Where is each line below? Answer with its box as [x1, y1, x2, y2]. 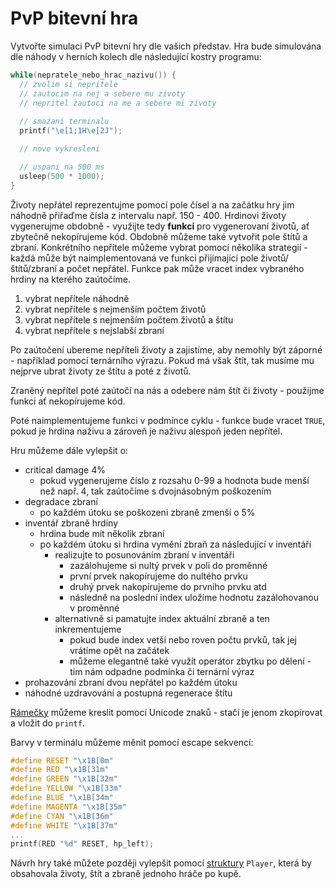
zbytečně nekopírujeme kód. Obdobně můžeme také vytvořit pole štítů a [10, 230, 308, 242]
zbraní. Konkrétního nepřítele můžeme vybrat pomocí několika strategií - [10, 241, 308, 253]
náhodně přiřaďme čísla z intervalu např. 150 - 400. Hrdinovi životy [10, 209, 287, 221]
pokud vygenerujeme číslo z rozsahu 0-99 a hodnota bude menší [39, 474, 310, 486]
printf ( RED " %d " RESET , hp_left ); [10, 839, 155, 849]
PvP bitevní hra [10, 7, 139, 30]
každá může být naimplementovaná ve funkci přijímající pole [10, 252, 259, 264]
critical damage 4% [24, 463, 106, 476]
